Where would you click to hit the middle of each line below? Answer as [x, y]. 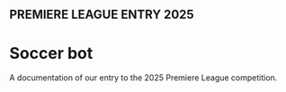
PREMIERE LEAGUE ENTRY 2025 [102, 15]
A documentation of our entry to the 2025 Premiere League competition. [143, 78]
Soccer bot [51, 53]
